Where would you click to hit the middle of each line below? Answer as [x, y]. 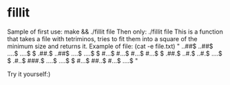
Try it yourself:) [29, 74]
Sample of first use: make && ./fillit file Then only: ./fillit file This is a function [115, 32]
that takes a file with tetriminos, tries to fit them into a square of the [102, 38]
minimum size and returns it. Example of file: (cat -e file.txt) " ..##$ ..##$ [110, 46]
